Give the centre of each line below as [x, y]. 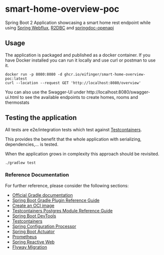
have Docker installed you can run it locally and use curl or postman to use [80, 60]
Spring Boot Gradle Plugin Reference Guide [56, 200]
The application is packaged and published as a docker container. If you [78, 55]
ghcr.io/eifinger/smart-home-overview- [105, 74]
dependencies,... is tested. [32, 144]
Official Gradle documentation [43, 195]
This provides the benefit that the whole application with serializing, [73, 139]
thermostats [17, 102]
